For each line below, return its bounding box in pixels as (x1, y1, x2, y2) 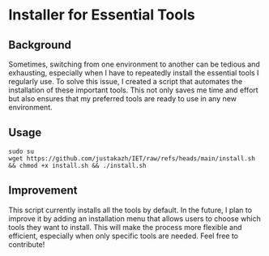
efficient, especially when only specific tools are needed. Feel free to (8, 231, 239, 241)
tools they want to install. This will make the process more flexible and (8, 222, 242, 232)
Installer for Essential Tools (8, 6, 196, 24)
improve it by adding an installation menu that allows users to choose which (8, 213, 262, 224)
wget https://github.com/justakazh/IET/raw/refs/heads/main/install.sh (8, 154, 255, 163)
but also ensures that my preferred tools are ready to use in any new (8, 94, 237, 103)
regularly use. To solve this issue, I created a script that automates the (8, 77, 243, 86)
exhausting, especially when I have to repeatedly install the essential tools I (8, 68, 259, 78)
